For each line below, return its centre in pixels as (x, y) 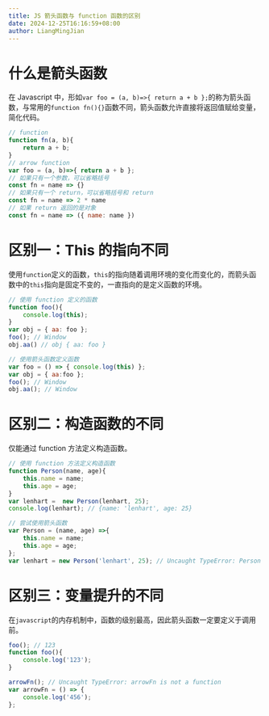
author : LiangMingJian (46, 31)
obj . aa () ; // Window (43, 390)
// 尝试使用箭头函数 (38, 523)
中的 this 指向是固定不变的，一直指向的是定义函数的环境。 (111, 284)
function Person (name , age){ (57, 471)
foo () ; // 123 (32, 645)
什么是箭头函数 (58, 73)
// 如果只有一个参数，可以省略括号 (59, 178)
